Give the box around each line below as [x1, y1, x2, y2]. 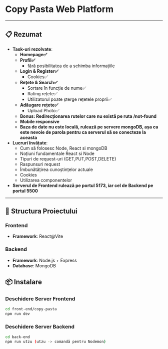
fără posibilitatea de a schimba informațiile [27, 63, 115, 69]
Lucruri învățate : [12, 139, 48, 146]
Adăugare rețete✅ [19, 102, 58, 108]
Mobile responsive [19, 118, 60, 124]
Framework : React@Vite [12, 233, 63, 239]
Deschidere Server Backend [5, 323, 75, 330]
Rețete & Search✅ [19, 79, 58, 85]
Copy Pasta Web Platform [5, 4, 114, 15]
